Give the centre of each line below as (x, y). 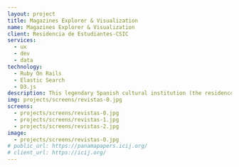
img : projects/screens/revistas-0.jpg (65, 100)
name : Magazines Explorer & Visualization (71, 27)
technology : (25, 67)
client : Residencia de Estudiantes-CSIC (68, 34)
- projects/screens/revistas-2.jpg (67, 126)
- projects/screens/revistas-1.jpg (67, 119)
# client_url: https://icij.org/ (57, 153)
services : (22, 41)
